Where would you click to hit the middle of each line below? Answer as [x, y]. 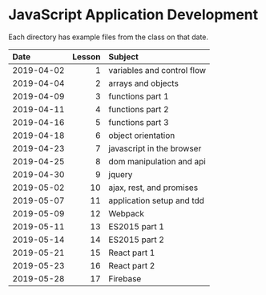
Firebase [125, 278]
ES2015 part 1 [136, 226]
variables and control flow [157, 70]
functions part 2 [139, 109]
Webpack [126, 213]
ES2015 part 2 [136, 240]
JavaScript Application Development [133, 15]
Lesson [87, 56]
